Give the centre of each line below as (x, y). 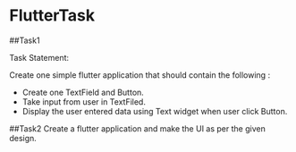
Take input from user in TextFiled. (84, 101)
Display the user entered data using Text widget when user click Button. (155, 111)
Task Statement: (39, 57)
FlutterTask (52, 16)
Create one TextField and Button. (83, 92)
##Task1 (25, 40)
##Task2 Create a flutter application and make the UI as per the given (137, 128)
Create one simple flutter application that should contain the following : (140, 75)
